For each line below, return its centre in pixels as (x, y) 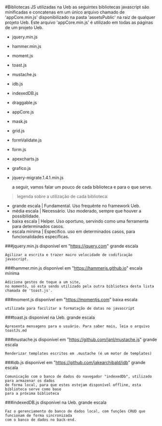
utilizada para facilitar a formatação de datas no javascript (70, 308)
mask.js (20, 121)
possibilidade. (26, 216)
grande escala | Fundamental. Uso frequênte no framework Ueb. (76, 206)
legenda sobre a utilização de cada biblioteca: (62, 196)
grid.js (18, 131)
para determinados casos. (38, 226)
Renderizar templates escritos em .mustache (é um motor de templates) (78, 353)
